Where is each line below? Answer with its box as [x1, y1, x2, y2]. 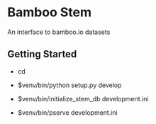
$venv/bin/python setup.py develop [17, 81, 122, 89]
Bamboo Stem [7, 4, 92, 21]
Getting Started [7, 48, 77, 60]
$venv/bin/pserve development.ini [17, 108, 118, 117]
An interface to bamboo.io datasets [7, 28, 111, 36]
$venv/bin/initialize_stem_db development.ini [17, 94, 149, 103]
